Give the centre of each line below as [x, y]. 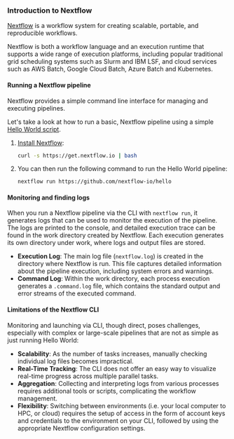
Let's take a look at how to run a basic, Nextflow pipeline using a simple [110, 122]
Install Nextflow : [41, 143]
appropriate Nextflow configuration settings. [81, 428]
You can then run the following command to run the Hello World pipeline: [122, 169]
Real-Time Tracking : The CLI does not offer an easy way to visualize [117, 368]
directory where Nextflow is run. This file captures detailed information [119, 264]
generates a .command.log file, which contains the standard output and [119, 286]
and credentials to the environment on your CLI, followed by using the [118, 420]
